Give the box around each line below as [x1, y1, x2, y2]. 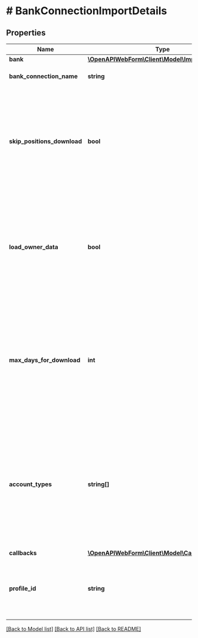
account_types [9, 480, 52, 488]
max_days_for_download [9, 356, 81, 364]
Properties [6, 28, 46, 38]
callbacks [9, 549, 37, 557]
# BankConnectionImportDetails [6, 4, 167, 18]
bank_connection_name [9, 72, 78, 80]
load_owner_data [9, 243, 59, 251]
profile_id [9, 584, 37, 592]
